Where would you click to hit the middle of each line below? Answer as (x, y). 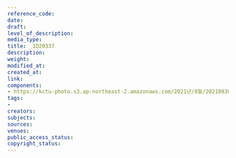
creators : (22, 111)
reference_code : (31, 14)
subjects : (22, 117)
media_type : (25, 40)
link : (15, 79)
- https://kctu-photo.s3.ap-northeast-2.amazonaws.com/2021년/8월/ (106, 92)
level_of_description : (40, 33)
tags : (15, 99)
